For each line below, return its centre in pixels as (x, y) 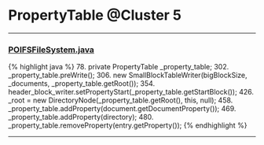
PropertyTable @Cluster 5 (95, 15)
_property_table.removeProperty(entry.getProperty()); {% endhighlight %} (128, 125)
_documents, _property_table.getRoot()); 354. (82, 84)
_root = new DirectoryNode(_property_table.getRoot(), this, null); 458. (121, 100)
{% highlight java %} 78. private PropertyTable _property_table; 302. (119, 67)
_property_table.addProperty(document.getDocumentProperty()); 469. (122, 109)
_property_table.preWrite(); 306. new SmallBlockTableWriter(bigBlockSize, (128, 75)
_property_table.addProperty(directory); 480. (81, 117)
